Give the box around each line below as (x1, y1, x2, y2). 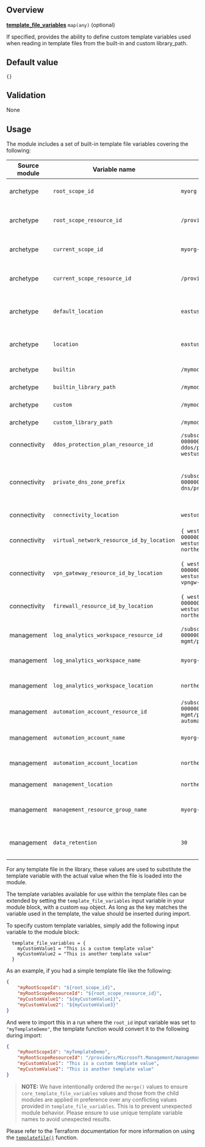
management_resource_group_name (52, 807, 148, 813)
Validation (6, 90, 46, 100)
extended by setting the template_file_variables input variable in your (6, 897, 185, 904)
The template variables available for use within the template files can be (6, 890, 187, 898)
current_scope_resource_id (52, 275, 132, 282)
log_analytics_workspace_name (52, 657, 141, 664)
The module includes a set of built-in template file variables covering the (6, 140, 189, 148)
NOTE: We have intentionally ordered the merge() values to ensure (21, 1083, 188, 1090)
